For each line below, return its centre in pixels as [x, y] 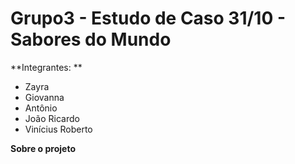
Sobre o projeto [43, 148]
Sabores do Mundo [91, 39]
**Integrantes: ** [46, 67]
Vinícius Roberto [58, 129]
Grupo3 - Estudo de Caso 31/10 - [148, 18]
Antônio [41, 108]
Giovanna [44, 97]
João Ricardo [52, 118]
